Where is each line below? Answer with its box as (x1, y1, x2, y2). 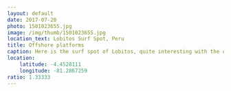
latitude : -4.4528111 (19, 61, 81, 68)
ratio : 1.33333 (7, 73, 51, 81)
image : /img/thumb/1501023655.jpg (7, 29, 107, 36)
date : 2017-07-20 (7, 16, 57, 23)
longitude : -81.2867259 (19, 67, 88, 74)
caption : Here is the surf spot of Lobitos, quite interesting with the (7, 49, 220, 55)
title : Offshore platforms (7, 42, 85, 49)
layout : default (7, 10, 54, 17)
